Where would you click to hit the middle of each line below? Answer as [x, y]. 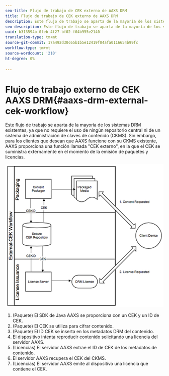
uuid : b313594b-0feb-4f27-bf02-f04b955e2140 [53, 32]
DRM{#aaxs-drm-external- [90, 100]
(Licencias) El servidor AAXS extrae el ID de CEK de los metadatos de [84, 347]
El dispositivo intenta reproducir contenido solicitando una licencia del [85, 337]
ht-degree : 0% [20, 59]
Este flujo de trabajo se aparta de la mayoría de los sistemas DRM [73, 125]
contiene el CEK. [30, 369]
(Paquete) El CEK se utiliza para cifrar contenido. [63, 326]
